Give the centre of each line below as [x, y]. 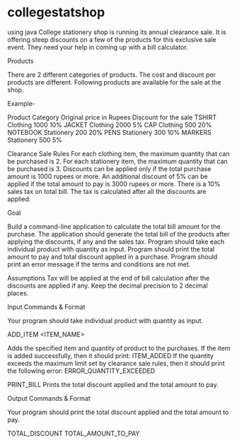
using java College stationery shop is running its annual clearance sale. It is [117, 32]
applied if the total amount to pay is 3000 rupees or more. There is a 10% [114, 184]
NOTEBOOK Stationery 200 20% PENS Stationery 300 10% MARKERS [109, 132]
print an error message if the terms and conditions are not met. [99, 264]
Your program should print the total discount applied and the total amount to [118, 412]
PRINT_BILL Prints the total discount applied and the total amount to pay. [113, 384]
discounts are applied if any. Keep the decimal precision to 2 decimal [108, 286]
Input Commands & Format [46, 307]
